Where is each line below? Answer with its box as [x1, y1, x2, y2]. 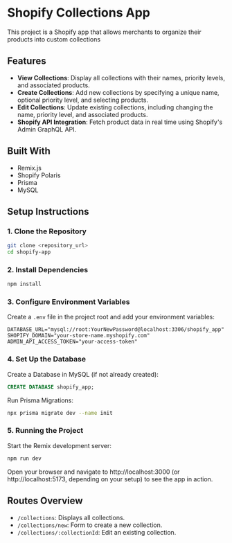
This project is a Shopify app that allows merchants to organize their [7, 28, 202, 36]
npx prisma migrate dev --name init [7, 409, 113, 416]
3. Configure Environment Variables [7, 297, 130, 307]
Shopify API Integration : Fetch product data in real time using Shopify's [17, 118, 223, 126]
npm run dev [7, 455, 42, 462]
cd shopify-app [7, 249, 51, 256]
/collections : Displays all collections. [17, 513, 125, 522]
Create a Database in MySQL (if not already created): [7, 370, 159, 378]
